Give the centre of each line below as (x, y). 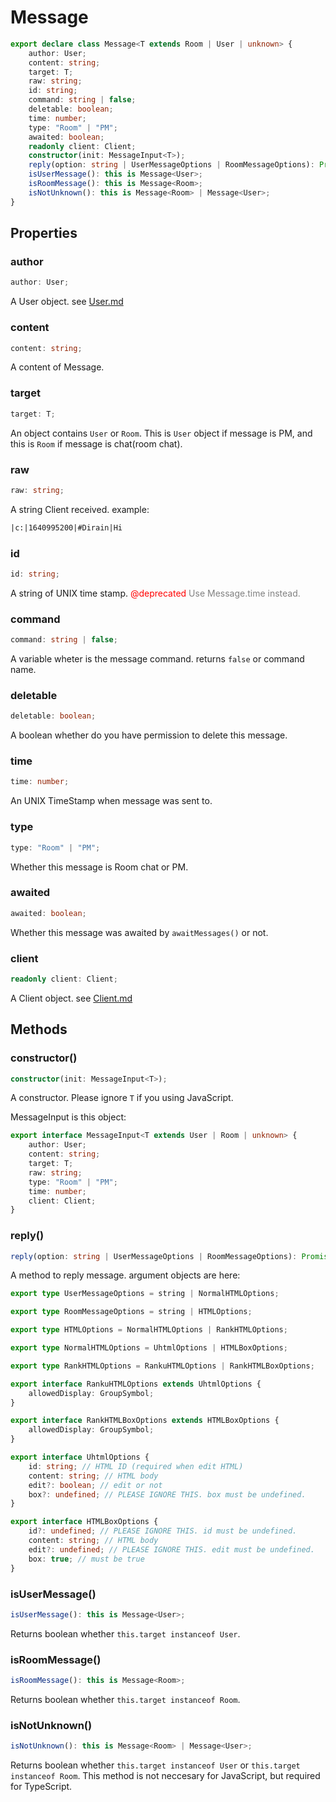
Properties (44, 233)
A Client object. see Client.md (71, 998)
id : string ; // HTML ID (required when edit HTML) (136, 1466)
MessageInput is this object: (68, 1117)
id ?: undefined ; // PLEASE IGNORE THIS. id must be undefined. (163, 1531)
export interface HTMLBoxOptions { (84, 1522)
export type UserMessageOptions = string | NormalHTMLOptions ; (145, 1294)
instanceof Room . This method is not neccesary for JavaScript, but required (165, 1776)
